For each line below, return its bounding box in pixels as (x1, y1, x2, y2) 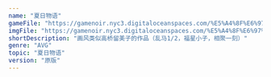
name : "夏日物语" (8, 11, 62, 20)
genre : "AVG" (8, 42, 52, 50)
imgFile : (8, 26, 38, 34)
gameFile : (8, 19, 42, 27)
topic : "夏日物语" (8, 49, 66, 57)
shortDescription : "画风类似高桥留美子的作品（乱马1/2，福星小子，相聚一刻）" (8, 34, 248, 43)
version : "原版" (8, 57, 60, 65)
